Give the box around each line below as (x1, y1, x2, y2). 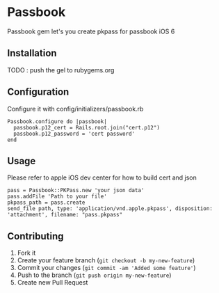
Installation (7, 47, 57, 59)
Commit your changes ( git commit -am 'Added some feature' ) (17, 264, 196, 272)
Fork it (17, 248, 36, 258)
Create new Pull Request (17, 278, 88, 287)
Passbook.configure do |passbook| (7, 118, 108, 125)
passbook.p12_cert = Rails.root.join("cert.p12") (13, 124, 160, 131)
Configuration (7, 86, 70, 98)
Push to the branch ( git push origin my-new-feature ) (17, 271, 172, 279)
